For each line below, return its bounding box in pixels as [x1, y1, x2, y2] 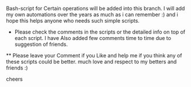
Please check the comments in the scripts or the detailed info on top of [14, 28, 186, 35]
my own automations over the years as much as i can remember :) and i [6, 11, 178, 18]
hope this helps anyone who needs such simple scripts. [6, 17, 140, 24]
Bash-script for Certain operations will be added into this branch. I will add [6, 5, 185, 12]
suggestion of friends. [14, 41, 68, 48]
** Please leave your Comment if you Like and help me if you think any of [6, 52, 182, 59]
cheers [6, 75, 23, 82]
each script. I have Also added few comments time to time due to [14, 35, 171, 41]
